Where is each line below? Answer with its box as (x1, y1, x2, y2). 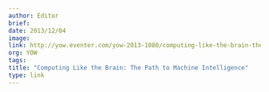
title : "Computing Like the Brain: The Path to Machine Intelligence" (8, 64, 249, 72)
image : (8, 34, 30, 42)
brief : (8, 19, 30, 27)
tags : (8, 57, 26, 65)
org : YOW (8, 49, 38, 57)
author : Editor (8, 11, 59, 20)
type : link (8, 71, 45, 79)
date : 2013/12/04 (8, 26, 66, 34)
